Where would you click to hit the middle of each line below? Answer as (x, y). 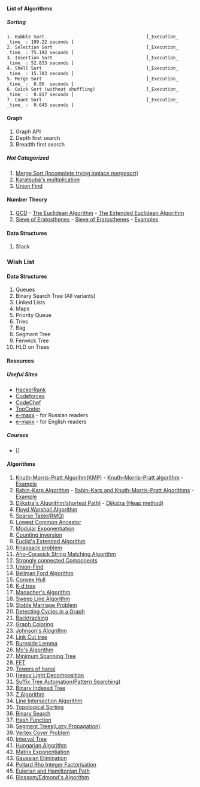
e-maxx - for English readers (51, 421)
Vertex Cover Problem (43, 733)
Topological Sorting (40, 707)
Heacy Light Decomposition (50, 675)
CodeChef (28, 402)
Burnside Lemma (36, 643)
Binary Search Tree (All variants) (55, 296)
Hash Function (33, 720)
